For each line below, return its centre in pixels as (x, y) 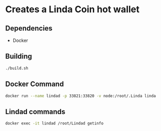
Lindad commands (35, 111)
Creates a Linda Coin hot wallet (73, 9)
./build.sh (17, 68)
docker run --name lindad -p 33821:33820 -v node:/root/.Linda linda (81, 96)
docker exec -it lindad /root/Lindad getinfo (54, 123)
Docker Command (35, 84)
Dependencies (29, 28)
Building (19, 56)
